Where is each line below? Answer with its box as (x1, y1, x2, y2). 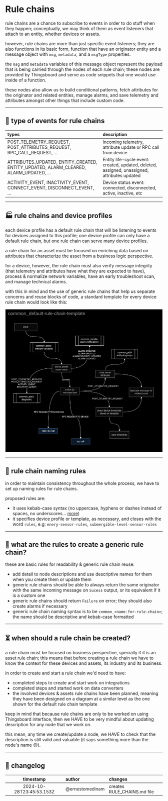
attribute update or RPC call (102, 144, 159, 150)
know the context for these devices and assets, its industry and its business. (5, 660, 162, 666)
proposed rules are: (5, 495, 46, 501)
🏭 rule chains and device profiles (5, 211, 112, 220)
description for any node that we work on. (5, 722, 91, 728)
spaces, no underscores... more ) (12, 510, 80, 516)
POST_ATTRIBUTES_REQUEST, (7, 144, 71, 150)
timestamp (22, 776, 46, 782)
